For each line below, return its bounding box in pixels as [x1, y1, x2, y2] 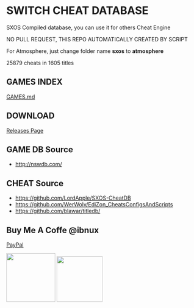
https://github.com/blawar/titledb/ [15, 208, 101, 215]
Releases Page [6, 127, 44, 134]
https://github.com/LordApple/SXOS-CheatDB [15, 194, 131, 201]
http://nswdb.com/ [15, 161, 62, 168]
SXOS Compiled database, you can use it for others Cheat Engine [6, 24, 171, 31]
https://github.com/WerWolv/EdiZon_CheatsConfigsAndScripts [15, 201, 173, 208]
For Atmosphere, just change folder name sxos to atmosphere [6, 47, 164, 55]
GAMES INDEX [6, 77, 63, 87]
